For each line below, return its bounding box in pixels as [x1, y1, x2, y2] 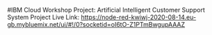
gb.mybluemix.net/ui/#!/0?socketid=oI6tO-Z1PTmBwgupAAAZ [7, 21, 186, 28]
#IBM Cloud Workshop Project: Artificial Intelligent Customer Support [7, 6, 205, 14]
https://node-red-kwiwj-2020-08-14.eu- [81, 13, 197, 21]
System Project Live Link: [7, 13, 80, 21]
